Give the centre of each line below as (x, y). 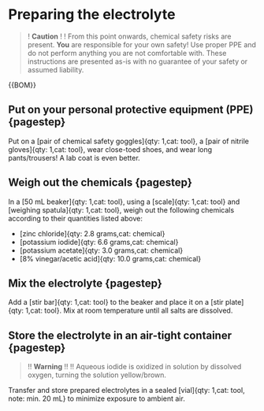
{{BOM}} (22, 85)
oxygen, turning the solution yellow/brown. (97, 375)
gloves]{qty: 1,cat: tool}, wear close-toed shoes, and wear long (110, 149)
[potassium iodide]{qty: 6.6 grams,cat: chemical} (99, 242)
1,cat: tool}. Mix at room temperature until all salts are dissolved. (129, 311)
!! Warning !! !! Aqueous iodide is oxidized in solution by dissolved (134, 367)
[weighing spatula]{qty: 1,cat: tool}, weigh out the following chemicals (121, 209)
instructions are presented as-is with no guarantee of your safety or (138, 61)
